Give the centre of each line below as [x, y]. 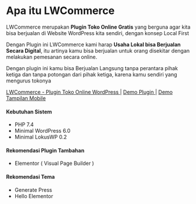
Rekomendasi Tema [30, 177]
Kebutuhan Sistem [29, 112]
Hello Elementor [34, 196]
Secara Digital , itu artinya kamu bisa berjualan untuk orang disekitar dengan [98, 50]
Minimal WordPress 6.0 [42, 131]
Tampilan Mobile [26, 98]
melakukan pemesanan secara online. [52, 57]
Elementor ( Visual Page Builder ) [54, 163]
